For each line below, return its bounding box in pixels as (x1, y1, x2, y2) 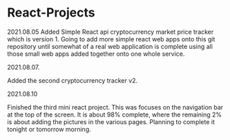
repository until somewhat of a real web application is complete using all (7, 42, 213, 50)
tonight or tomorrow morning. (7, 125, 91, 133)
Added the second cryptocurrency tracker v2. (7, 76, 138, 84)
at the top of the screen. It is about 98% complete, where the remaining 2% (7, 110, 222, 119)
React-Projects (7, 5, 95, 21)
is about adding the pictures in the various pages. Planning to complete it (7, 117, 215, 126)
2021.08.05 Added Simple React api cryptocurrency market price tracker (7, 28, 214, 36)
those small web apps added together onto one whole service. (7, 50, 185, 58)
